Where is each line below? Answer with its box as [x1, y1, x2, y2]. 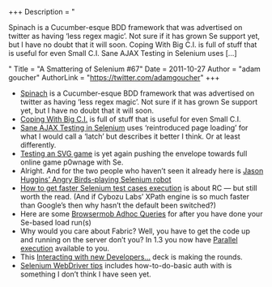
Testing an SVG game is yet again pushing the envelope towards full [19, 149, 248, 158]
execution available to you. [19, 243, 110, 253]
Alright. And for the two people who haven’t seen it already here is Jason [19, 166, 264, 175]
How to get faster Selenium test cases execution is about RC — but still [19, 183, 257, 193]
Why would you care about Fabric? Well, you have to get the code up [19, 226, 251, 236]
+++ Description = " [8, 7, 75, 16]
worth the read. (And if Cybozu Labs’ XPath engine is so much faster [19, 192, 249, 201]
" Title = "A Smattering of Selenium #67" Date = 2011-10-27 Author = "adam [8, 64, 261, 74]
